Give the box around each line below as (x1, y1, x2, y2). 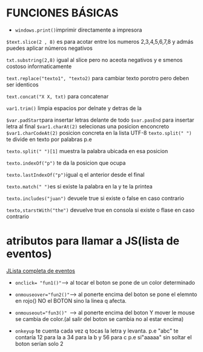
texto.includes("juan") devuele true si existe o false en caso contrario (6, 195, 185, 202)
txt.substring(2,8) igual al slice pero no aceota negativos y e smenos (6, 56, 183, 63)
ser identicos (6, 81, 39, 88)
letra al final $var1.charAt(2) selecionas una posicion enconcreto (6, 122, 170, 130)
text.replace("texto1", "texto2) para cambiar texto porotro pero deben (6, 74, 189, 81)
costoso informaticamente (6, 63, 72, 70)
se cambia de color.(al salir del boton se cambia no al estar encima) (15, 315, 184, 322)
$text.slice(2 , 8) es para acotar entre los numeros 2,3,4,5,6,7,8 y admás (6, 38, 194, 45)
